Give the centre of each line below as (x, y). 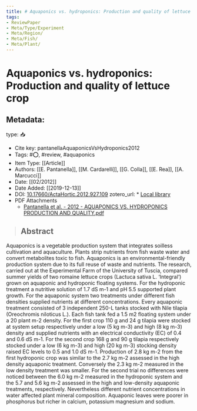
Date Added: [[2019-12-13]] (48, 188)
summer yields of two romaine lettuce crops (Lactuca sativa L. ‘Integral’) (94, 277)
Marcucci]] (28, 175)
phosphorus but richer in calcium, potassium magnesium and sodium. (91, 401)
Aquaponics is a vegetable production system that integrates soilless (89, 245)
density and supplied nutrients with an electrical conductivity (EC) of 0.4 (94, 333)
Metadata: (26, 120)
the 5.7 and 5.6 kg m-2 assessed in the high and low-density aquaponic (93, 383)
